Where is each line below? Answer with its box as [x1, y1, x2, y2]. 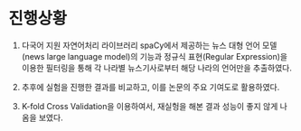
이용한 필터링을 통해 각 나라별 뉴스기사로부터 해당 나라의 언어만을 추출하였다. [21, 62, 293, 73]
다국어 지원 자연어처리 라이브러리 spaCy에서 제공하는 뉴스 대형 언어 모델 [21, 40, 277, 51]
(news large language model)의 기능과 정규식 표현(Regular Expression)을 [21, 51, 288, 61]
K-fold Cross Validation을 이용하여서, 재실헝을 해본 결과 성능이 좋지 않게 [21, 100, 278, 111]
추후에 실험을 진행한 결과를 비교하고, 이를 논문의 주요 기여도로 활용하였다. [21, 81, 280, 92]
